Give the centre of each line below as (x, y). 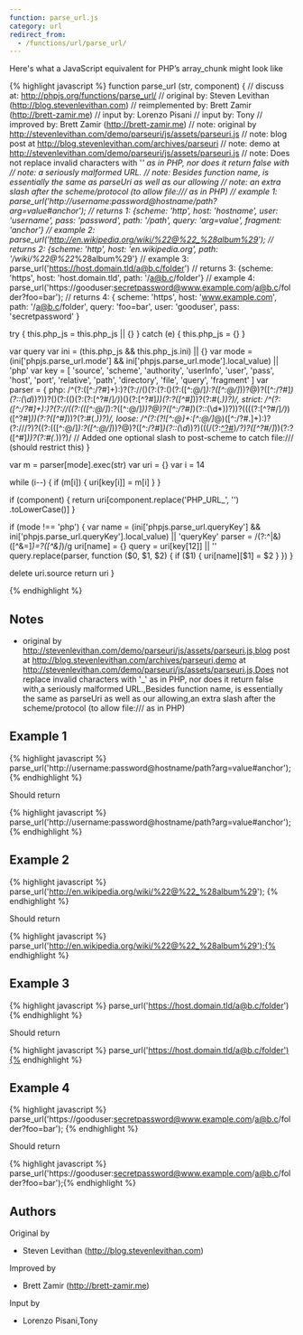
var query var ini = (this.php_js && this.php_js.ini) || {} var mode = (131, 351)
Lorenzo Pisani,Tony (60, 1321)
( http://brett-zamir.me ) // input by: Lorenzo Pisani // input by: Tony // (136, 115)
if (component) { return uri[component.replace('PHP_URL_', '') (124, 500)
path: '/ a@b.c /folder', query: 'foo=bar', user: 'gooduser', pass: (125, 307)
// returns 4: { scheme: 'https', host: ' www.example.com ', (171, 297)
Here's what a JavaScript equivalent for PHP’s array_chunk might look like (147, 69)
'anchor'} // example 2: (52, 230)
